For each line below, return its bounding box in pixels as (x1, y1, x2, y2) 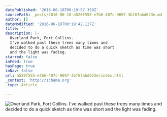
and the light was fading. (10, 49, 67, 54)
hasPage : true (5, 64, 36, 69)
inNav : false (5, 69, 33, 74)
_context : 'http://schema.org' (5, 78, 72, 83)
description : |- (5, 31, 40, 36)
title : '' (5, 26, 26, 31)
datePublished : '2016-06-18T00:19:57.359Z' (5, 7, 99, 13)
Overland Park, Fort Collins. (10, 36, 74, 41)
